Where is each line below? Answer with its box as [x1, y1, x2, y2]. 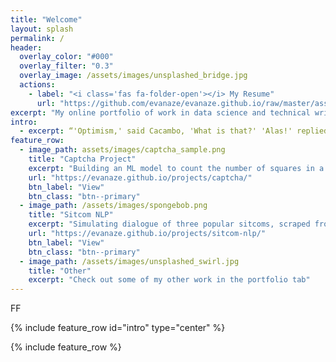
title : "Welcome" [10, 14, 83, 25]
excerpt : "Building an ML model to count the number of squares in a [28, 163, 325, 173]
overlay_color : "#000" [19, 52, 114, 62]
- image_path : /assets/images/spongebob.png [19, 201, 208, 211]
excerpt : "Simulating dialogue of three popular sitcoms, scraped [28, 219, 311, 230]
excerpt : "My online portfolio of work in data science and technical [10, 107, 311, 118]
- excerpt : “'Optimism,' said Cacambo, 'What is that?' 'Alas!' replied [19, 126, 329, 136]
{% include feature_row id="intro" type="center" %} [10, 322, 226, 334]
